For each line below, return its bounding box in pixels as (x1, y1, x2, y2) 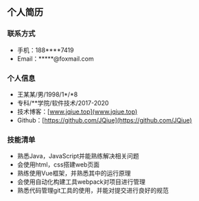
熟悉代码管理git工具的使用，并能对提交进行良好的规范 (16, 187, 169, 195)
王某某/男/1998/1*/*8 (16, 90, 78, 98)
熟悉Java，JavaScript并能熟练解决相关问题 (16, 152, 139, 160)
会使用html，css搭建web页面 (16, 160, 100, 169)
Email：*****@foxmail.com (16, 54, 94, 63)
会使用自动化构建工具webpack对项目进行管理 (16, 178, 145, 186)
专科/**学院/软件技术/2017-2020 (16, 98, 109, 107)
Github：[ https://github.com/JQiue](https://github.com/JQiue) (16, 116, 192, 124)
